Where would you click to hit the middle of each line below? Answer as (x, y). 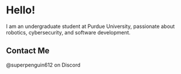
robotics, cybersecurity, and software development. (68, 32)
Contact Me (28, 51)
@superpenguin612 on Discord (43, 65)
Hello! (21, 10)
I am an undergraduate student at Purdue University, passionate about (90, 26)
